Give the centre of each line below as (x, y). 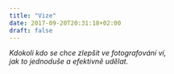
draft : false (31, 30)
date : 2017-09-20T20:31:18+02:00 (65, 23)
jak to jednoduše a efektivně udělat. (69, 61)
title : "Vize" (33, 16)
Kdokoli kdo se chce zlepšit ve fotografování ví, (88, 53)
